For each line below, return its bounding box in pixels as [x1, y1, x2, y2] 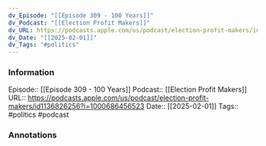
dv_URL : [8, 26, 34, 34]
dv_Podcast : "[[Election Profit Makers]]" [8, 19, 150, 27]
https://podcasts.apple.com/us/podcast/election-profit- [27, 93, 210, 103]
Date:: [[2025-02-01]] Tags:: [146, 102, 239, 111]
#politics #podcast [8, 110, 70, 119]
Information [8, 67, 55, 78]
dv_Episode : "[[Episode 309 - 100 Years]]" [8, 11, 154, 20]
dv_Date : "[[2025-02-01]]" [8, 33, 97, 42]
